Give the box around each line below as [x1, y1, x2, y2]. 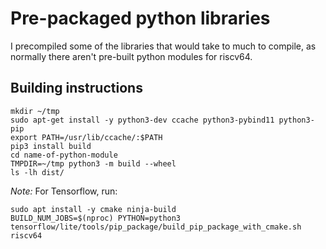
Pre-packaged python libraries [10, 7, 271, 30]
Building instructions [10, 80, 143, 97]
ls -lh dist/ [10, 167, 65, 177]
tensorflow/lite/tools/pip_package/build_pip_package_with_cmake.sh [10, 222, 302, 232]
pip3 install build [10, 141, 92, 151]
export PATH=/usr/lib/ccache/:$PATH [10, 132, 163, 142]
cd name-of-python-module [10, 150, 118, 160]
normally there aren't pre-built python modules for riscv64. [10, 50, 253, 62]
